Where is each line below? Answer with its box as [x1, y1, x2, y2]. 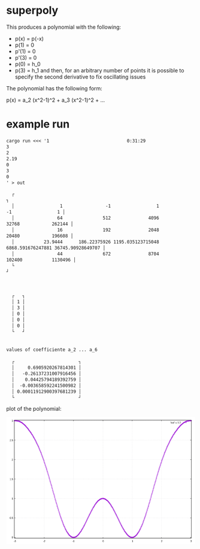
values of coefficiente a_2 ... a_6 [6, 347, 98, 353]
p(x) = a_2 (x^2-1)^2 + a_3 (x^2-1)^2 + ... [6, 96, 105, 104]
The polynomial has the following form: [6, 84, 103, 92]
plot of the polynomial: [6, 405, 62, 412]
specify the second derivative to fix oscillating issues [14, 73, 146, 80]
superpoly [6, 4, 59, 17]
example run [6, 117, 70, 131]
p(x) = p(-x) [14, 35, 44, 42]
